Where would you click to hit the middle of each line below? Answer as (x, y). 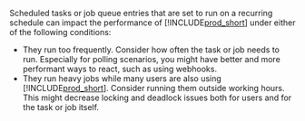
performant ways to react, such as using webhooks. (120, 69)
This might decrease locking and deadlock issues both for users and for (157, 98)
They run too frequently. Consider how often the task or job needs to (151, 50)
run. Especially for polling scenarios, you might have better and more (152, 59)
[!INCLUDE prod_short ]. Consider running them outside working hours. (153, 88)
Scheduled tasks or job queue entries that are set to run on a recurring (141, 13)
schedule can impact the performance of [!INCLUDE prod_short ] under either (152, 23)
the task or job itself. (61, 107)
